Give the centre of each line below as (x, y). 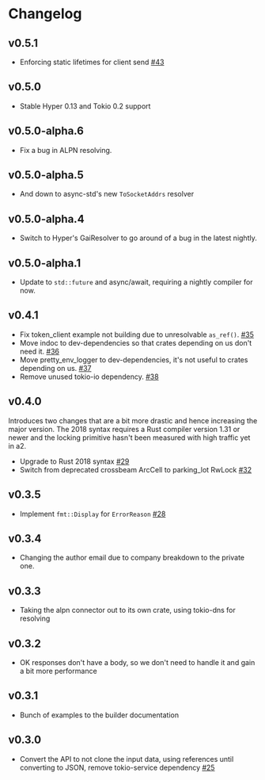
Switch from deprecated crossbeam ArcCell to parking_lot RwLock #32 (136, 469)
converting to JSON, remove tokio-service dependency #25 (117, 767)
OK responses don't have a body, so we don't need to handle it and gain (137, 662)
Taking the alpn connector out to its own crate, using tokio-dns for (127, 610)
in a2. (17, 445)
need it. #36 (40, 351)
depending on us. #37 (55, 368)
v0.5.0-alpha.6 (46, 131)
